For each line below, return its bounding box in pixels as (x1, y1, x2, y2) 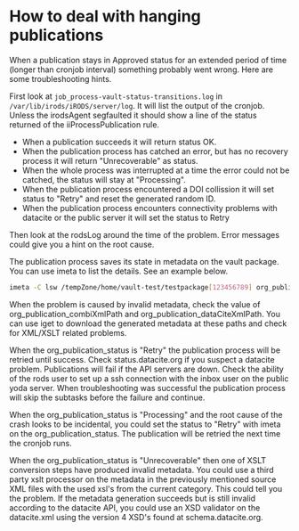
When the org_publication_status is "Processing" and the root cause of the (9, 409, 283, 420)
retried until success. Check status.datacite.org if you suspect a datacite (9, 354, 275, 364)
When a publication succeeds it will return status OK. (21, 136, 217, 147)
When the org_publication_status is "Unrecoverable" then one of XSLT (9, 454, 267, 465)
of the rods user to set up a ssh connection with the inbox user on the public (9, 372, 289, 384)
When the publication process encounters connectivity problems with (21, 202, 278, 213)
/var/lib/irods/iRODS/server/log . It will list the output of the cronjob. (9, 100, 265, 110)
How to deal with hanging (9, 6, 202, 27)
